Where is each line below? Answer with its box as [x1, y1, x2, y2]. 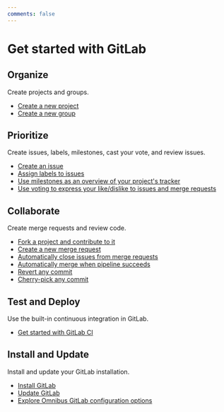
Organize [7, 69, 49, 81]
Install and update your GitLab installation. [7, 367, 130, 376]
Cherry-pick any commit [17, 275, 89, 284]
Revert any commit [17, 268, 73, 276]
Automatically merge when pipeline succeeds [17, 260, 151, 269]
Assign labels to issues [17, 169, 85, 178]
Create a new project [17, 101, 79, 110]
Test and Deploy [7, 295, 81, 308]
